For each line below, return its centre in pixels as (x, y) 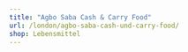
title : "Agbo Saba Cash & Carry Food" (80, 17)
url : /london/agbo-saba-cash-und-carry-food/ (94, 26)
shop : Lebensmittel (45, 33)
